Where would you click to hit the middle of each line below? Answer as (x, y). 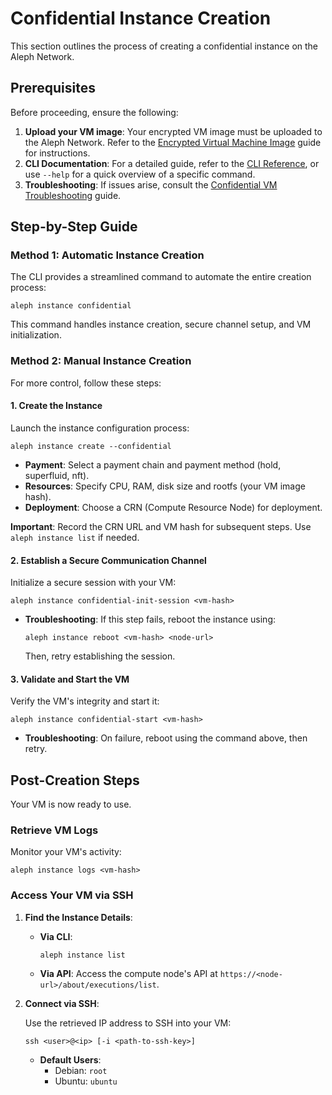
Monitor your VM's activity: (66, 852)
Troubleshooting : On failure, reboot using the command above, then (166, 738)
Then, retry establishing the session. (100, 656)
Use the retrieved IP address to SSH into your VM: (128, 1023)
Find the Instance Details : (78, 917)
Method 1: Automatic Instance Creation (107, 255)
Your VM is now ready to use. (71, 804)
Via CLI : (56, 936)
